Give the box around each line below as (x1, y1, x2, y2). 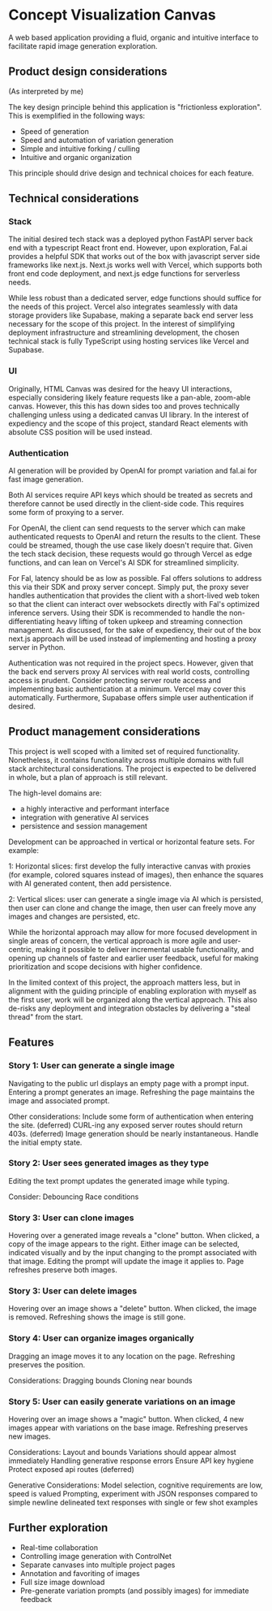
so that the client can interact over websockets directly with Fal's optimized (8, 600, 261, 609)
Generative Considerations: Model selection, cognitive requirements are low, (8, 1480, 263, 1490)
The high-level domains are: (8, 788, 102, 798)
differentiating (8, 617, 55, 626)
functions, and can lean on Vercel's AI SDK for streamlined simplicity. (8, 558, 240, 568)
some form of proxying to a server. (8, 508, 124, 518)
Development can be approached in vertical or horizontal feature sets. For (8, 837, 255, 847)
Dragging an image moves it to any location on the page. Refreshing (8, 1351, 236, 1361)
